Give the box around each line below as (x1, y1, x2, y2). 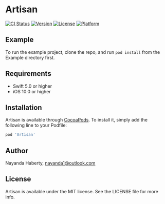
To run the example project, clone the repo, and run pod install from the (5, 49, 160, 55)
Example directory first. (5, 54, 55, 60)
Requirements (5, 69, 51, 78)
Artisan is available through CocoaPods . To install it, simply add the (5, 117, 148, 123)
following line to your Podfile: (5, 122, 67, 129)
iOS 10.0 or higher (12, 88, 51, 94)
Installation (5, 103, 42, 112)
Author (5, 146, 28, 155)
